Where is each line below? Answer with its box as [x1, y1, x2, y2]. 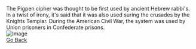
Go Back [6, 37, 27, 43]
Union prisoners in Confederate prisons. [6, 24, 105, 31]
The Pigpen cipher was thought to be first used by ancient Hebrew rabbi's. [6, 5, 190, 12]
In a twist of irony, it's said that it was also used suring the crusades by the [6, 11, 190, 18]
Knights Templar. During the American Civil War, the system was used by [6, 18, 186, 24]
